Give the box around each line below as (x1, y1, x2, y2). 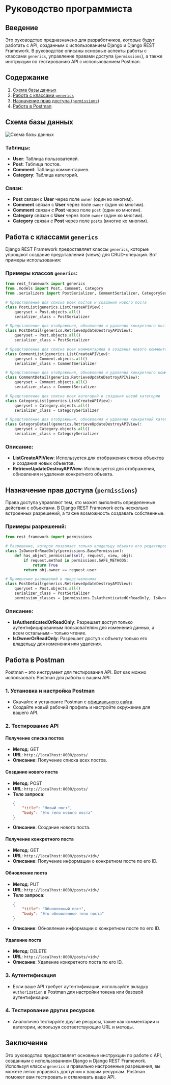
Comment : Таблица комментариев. (12, 166, 90, 172)
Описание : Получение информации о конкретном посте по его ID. (12, 858, 158, 864)
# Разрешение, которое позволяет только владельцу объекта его (5, 544, 142, 549)
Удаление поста (5, 937, 42, 943)
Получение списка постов (5, 735, 64, 741)
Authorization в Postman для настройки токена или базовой (12, 989, 144, 995)
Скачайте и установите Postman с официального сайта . (12, 699, 134, 705)
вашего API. (12, 709, 39, 716)
